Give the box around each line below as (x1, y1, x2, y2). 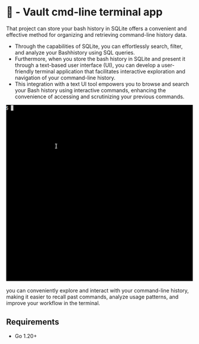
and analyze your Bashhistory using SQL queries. (14, 49, 135, 56)
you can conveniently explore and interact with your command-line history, (6, 287, 190, 294)
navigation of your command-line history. (14, 74, 115, 81)
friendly (14, 67, 34, 75)
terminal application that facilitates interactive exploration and (35, 67, 185, 75)
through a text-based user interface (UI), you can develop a (14, 62, 161, 69)
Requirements (6, 317, 59, 327)
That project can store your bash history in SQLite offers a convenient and (6, 25, 187, 32)
